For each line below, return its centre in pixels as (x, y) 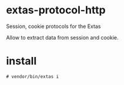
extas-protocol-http (56, 10)
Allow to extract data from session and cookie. (62, 37)
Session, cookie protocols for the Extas (53, 26)
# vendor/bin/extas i (33, 76)
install (21, 61)
